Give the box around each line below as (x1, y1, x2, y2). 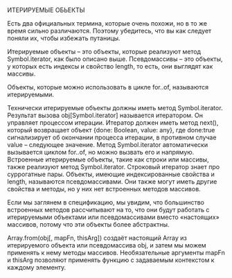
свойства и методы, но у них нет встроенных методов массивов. (7, 185, 201, 193)
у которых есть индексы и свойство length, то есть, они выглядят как (7, 62, 213, 70)
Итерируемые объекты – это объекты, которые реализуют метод (7, 48, 202, 55)
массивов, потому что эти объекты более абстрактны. (7, 220, 170, 228)
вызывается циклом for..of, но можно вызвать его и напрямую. (7, 148, 195, 156)
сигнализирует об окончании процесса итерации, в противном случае (7, 133, 217, 141)
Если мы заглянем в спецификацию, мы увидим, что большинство (7, 198, 204, 207)
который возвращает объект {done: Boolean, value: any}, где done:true (7, 126, 215, 134)
